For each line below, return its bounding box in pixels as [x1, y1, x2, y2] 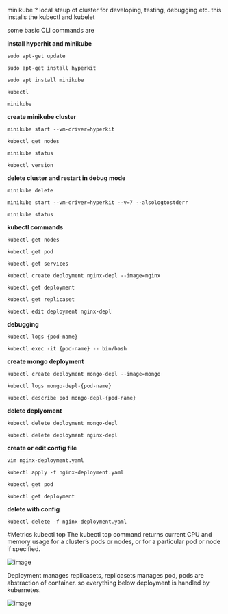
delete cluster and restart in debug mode [7, 174, 126, 182]
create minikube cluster [7, 113, 77, 120]
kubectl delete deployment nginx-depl [7, 432, 118, 439]
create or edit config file [7, 444, 77, 452]
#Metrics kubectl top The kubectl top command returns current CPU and [7, 530, 212, 538]
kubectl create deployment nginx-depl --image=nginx [7, 272, 161, 279]
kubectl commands [7, 223, 64, 231]
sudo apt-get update [7, 53, 66, 60]
